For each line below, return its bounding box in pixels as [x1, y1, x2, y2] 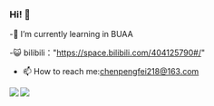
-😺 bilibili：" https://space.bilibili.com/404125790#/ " [9, 47, 206, 58]
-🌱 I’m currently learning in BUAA [9, 29, 133, 40]
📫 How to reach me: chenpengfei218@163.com [22, 66, 199, 77]
